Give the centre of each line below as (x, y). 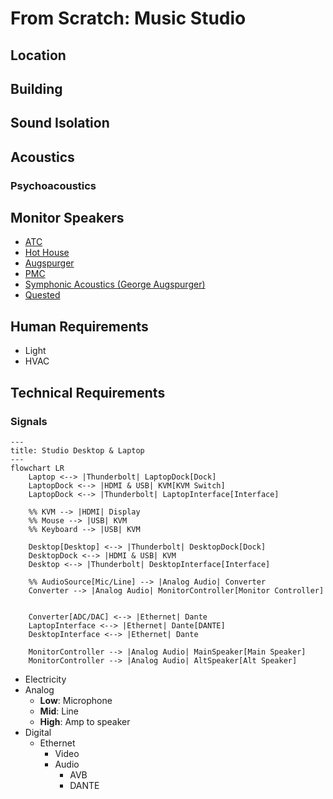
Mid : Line (59, 711)
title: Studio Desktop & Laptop (77, 450)
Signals (29, 421)
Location (38, 55)
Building (36, 88)
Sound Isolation (60, 123)
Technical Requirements (88, 392)
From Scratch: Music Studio (128, 18)
